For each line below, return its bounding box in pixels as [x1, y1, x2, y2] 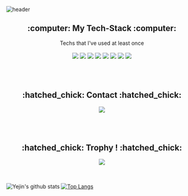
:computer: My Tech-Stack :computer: [27, 23, 177, 33]
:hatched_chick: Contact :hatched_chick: [22, 90, 182, 100]
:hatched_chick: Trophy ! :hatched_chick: [21, 143, 183, 153]
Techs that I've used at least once [59, 39, 144, 47]
